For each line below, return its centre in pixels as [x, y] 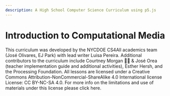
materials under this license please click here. [53, 88]
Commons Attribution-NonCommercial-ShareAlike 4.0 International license [84, 77]
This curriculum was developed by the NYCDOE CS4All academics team [81, 50]
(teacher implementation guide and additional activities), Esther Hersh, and [84, 66]
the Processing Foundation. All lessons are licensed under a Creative [78, 71]
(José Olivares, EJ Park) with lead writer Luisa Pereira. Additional [74, 55]
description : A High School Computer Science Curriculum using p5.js [81, 10]
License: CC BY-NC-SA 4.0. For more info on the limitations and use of [80, 82]
